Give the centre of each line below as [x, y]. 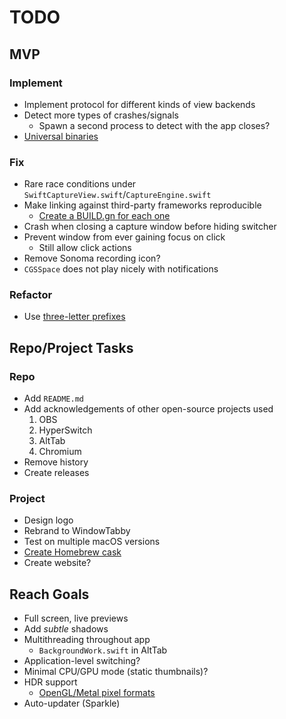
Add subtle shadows [66, 629]
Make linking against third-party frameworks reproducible [142, 205]
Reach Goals [49, 594]
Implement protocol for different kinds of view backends [139, 104]
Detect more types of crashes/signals [101, 115]
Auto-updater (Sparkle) [72, 703]
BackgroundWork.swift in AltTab [103, 650]
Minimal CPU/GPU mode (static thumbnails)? [116, 672]
